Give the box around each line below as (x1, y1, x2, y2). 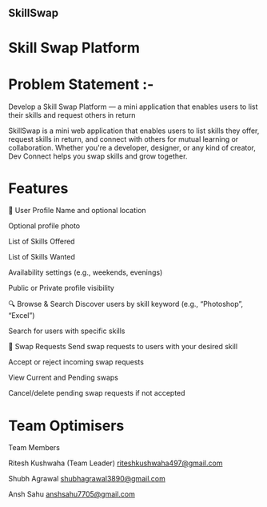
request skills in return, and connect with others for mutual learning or (8, 134, 239, 143)
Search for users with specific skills (8, 326, 126, 336)
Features (8, 179, 69, 197)
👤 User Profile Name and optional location (8, 206, 146, 215)
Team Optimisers (8, 416, 125, 435)
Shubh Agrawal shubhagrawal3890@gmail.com (8, 474, 165, 484)
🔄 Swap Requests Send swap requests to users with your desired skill (8, 342, 238, 352)
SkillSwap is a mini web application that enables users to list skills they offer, (8, 126, 260, 135)
